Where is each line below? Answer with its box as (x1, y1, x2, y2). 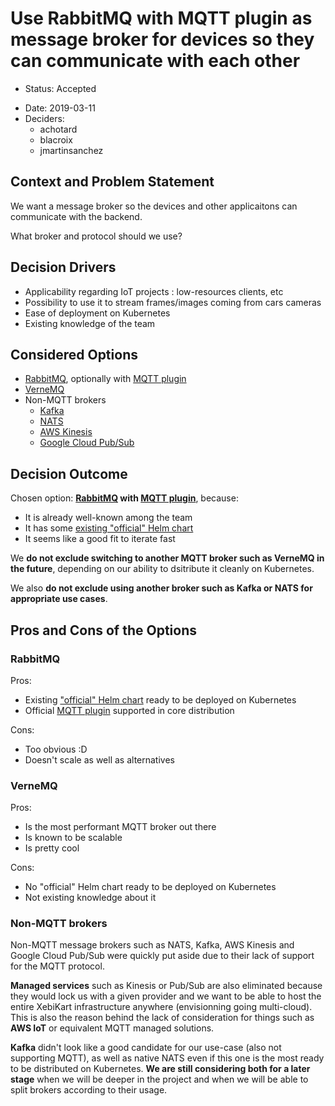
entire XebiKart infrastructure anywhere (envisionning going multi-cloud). (10, 1001, 313, 1013)
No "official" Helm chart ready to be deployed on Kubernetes (24, 881, 277, 893)
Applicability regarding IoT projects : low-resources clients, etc (24, 285, 284, 297)
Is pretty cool (24, 842, 80, 854)
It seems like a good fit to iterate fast (24, 533, 176, 545)
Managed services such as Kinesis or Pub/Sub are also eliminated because (10, 980, 323, 992)
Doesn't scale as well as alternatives (24, 753, 175, 766)
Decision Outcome (10, 465, 128, 482)
